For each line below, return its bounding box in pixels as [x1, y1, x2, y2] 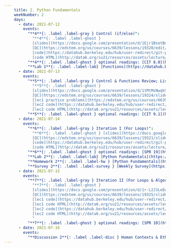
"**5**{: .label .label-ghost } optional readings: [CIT [27, 112, 152, 117]
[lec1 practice [32, 97, 65, 102]
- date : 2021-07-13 [18, 69, 60, 74]
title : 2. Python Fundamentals [14, 7, 81, 13]
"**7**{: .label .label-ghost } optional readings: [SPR [27, 221, 152, 226]
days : [14, 17, 26, 22]
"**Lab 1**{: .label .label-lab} [27, 64, 99, 69]
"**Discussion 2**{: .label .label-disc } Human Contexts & [27, 235, 158, 240]
